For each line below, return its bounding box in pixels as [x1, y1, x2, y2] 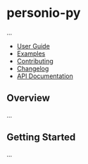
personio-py [6, 5, 81, 21]
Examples [16, 49, 46, 58]
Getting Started [6, 132, 76, 144]
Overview [6, 92, 51, 104]
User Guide [16, 42, 50, 50]
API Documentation [16, 72, 73, 80]
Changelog [16, 64, 49, 72]
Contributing [16, 56, 54, 65]
